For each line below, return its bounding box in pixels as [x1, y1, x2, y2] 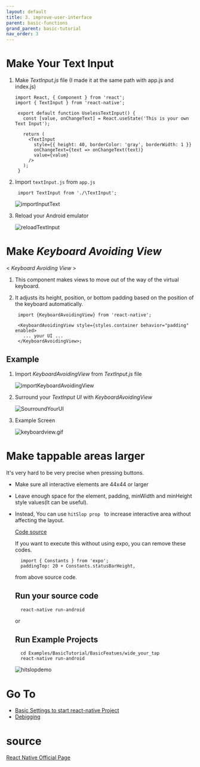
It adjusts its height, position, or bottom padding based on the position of [14, 294, 194, 301]
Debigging [14, 713, 41, 720]
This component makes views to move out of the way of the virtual [14, 276, 179, 283]
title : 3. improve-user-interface [6, 14, 93, 20]
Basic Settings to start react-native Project [14, 707, 119, 714]
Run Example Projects [14, 634, 99, 644]
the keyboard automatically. [14, 301, 84, 307]
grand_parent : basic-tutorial [6, 25, 82, 32]
